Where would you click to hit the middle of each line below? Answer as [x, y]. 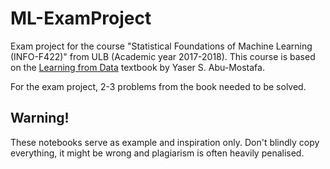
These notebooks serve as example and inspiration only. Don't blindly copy [165, 142]
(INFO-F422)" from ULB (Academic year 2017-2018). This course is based [163, 56]
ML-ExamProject [81, 18]
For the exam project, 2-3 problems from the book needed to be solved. [158, 86]
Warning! [40, 118]
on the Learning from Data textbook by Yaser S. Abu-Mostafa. [137, 67]
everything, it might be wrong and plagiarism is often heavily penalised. [157, 153]
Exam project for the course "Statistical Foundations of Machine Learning [161, 46]
